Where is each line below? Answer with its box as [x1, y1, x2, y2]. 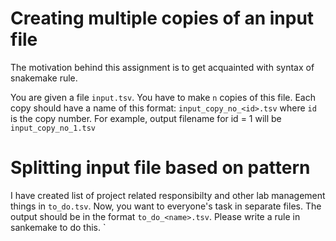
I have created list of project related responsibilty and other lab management [10, 189, 326, 201]
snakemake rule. [10, 72, 78, 84]
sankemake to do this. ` [10, 221, 107, 233]
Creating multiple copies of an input [10, 7, 315, 30]
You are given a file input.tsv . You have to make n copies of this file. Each [10, 91, 316, 103]
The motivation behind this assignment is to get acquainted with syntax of [10, 61, 315, 73]
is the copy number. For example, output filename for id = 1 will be [10, 112, 282, 124]
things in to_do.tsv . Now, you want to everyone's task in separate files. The [10, 200, 322, 212]
